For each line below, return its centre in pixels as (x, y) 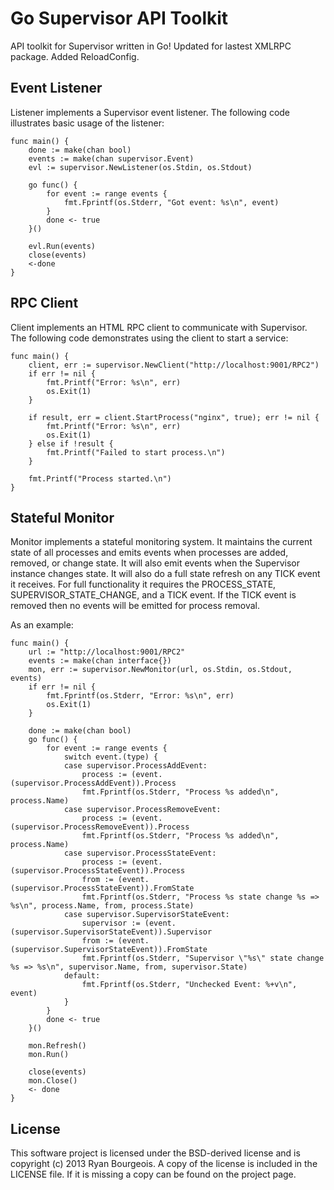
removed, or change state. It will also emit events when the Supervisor (155, 563)
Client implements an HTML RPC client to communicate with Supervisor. (159, 327)
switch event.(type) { (111, 757)
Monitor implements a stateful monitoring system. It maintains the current (161, 542)
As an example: (42, 625)
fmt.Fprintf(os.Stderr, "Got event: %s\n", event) (171, 202)
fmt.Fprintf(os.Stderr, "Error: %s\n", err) (140, 696)
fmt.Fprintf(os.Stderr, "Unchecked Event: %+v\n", (189, 985)
